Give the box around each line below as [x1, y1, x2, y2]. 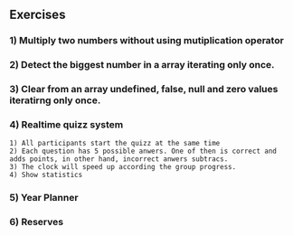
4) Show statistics [9, 171, 83, 180]
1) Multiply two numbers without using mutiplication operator [9, 34, 285, 47]
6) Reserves [9, 216, 64, 229]
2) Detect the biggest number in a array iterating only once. [9, 59, 275, 71]
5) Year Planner [9, 192, 79, 204]
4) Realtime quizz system [9, 118, 124, 131]
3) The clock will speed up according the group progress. [9, 163, 237, 172]
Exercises [9, 7, 66, 23]
